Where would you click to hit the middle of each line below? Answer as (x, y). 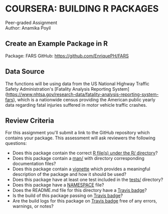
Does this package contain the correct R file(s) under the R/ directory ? (85, 153)
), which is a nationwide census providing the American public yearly (84, 99)
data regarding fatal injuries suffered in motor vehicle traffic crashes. (76, 105)
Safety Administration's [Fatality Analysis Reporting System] (67, 89)
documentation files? (34, 164)
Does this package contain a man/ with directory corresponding (78, 158)
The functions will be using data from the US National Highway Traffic (77, 84)
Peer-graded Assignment (31, 23)
